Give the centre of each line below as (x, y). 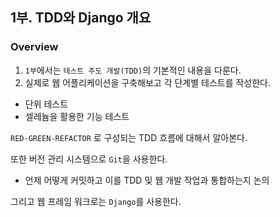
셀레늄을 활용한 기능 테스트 (77, 116)
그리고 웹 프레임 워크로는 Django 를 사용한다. (96, 201)
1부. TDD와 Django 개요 (81, 18)
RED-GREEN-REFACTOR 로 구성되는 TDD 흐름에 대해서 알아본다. (129, 137)
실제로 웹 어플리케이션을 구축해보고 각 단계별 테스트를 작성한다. (148, 82)
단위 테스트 (46, 104)
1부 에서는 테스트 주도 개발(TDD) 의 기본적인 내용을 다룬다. (133, 70)
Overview (34, 47)
